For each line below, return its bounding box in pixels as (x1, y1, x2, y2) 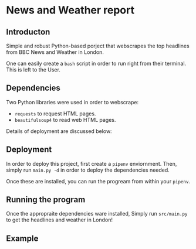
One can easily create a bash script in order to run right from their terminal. (6, 60, 187, 67)
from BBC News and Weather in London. (6, 49, 104, 56)
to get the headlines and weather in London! (6, 216, 113, 223)
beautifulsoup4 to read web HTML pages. (14, 116, 116, 123)
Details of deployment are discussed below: (6, 127, 113, 135)
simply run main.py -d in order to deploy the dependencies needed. (6, 166, 170, 173)
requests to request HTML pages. (14, 110, 96, 117)
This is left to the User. (6, 66, 60, 73)
